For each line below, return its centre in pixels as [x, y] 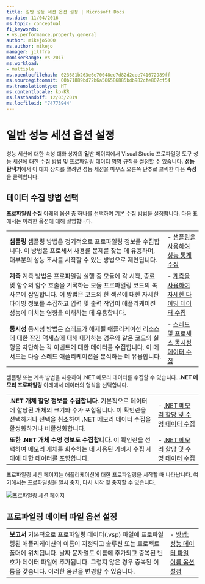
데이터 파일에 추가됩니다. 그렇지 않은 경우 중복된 [87, 563]
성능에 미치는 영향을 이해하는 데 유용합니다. [68, 313]
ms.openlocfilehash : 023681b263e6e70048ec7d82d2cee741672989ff [88, 75]
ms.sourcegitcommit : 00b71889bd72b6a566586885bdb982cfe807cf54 [88, 80]
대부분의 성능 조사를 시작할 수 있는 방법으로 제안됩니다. [83, 260]
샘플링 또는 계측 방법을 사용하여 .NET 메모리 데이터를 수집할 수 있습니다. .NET [99, 377]
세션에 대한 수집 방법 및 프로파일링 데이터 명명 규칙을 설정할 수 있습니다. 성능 [104, 161]
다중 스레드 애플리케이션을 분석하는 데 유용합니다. [95, 357]
